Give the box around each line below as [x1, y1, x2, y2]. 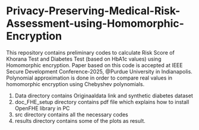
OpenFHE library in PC [14, 104, 70, 112]
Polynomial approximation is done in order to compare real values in [6, 74, 173, 81]
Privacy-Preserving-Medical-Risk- [6, 4, 181, 18]
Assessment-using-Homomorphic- [6, 17, 184, 30]
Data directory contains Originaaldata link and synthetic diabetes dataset [14, 92, 193, 99]
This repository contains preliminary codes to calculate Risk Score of [6, 49, 175, 56]
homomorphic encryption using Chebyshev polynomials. [6, 80, 144, 87]
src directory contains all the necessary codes [14, 111, 129, 118]
